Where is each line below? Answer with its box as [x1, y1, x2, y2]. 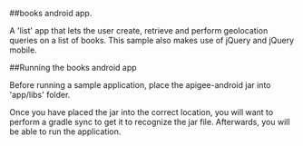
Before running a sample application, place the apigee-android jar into [9, 80, 271, 90]
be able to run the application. [9, 126, 122, 137]
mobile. [9, 44, 38, 55]
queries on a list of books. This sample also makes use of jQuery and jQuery [9, 35, 295, 45]
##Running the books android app [9, 63, 138, 73]
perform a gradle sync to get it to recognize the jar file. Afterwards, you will [9, 117, 290, 127]
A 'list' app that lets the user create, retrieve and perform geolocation [9, 25, 269, 35]
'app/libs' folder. [9, 90, 71, 100]
